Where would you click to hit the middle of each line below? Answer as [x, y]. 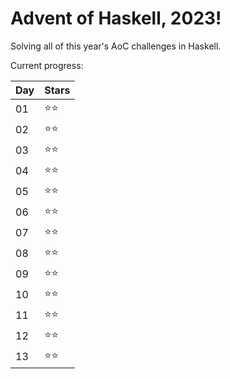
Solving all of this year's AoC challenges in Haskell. [116, 46]
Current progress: [47, 65]
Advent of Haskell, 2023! [116, 18]
